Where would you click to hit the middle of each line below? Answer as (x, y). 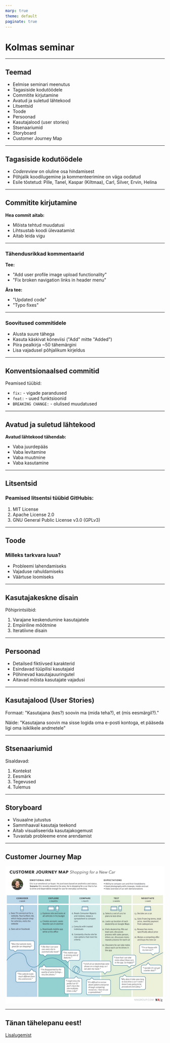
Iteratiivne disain (30, 630)
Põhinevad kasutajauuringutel (44, 674)
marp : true (17, 11)
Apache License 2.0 (33, 514)
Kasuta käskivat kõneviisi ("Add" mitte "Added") (62, 339)
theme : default (21, 16)
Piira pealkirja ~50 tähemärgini (45, 345)
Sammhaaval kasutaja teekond (45, 825)
